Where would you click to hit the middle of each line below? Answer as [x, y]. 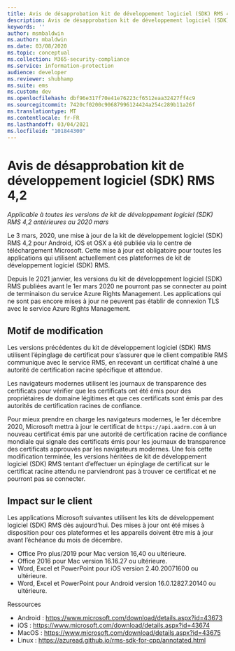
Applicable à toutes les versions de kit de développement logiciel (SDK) [110, 215]
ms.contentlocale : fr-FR [43, 118]
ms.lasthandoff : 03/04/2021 [48, 124]
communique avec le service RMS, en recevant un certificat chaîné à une [113, 363]
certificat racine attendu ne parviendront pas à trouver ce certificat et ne [112, 471]
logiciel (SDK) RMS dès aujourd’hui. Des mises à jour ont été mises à [106, 525]
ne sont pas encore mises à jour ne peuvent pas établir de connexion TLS [113, 301]
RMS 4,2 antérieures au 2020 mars [58, 222]
